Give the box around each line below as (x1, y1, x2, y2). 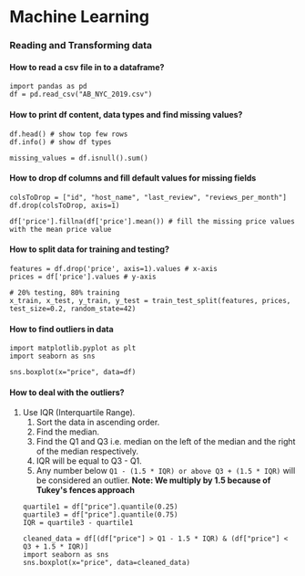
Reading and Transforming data (9, 39, 153, 52)
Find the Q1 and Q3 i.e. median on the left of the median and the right (36, 436, 296, 447)
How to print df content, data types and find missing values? (9, 109, 243, 120)
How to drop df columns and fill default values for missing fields (9, 173, 257, 183)
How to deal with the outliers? (9, 386, 125, 398)
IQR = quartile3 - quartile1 (22, 518, 134, 528)
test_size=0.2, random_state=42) (9, 304, 137, 313)
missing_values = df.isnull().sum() (9, 153, 148, 162)
